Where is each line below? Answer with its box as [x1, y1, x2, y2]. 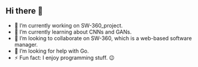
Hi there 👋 [5, 6, 43, 16]
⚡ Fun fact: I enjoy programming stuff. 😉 [14, 54, 115, 61]
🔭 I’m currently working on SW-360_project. [14, 22, 123, 29]
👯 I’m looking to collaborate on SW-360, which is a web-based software [14, 34, 193, 42]
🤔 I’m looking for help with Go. [14, 47, 89, 54]
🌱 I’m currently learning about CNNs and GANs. [14, 28, 132, 35]
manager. [14, 41, 38, 48]
